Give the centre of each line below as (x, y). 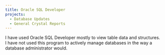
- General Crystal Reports (38, 24)
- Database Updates (30, 19)
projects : (15, 14)
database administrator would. (36, 48)
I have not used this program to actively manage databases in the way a (79, 43)
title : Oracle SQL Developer (35, 10)
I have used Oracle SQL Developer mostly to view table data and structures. (83, 38)
